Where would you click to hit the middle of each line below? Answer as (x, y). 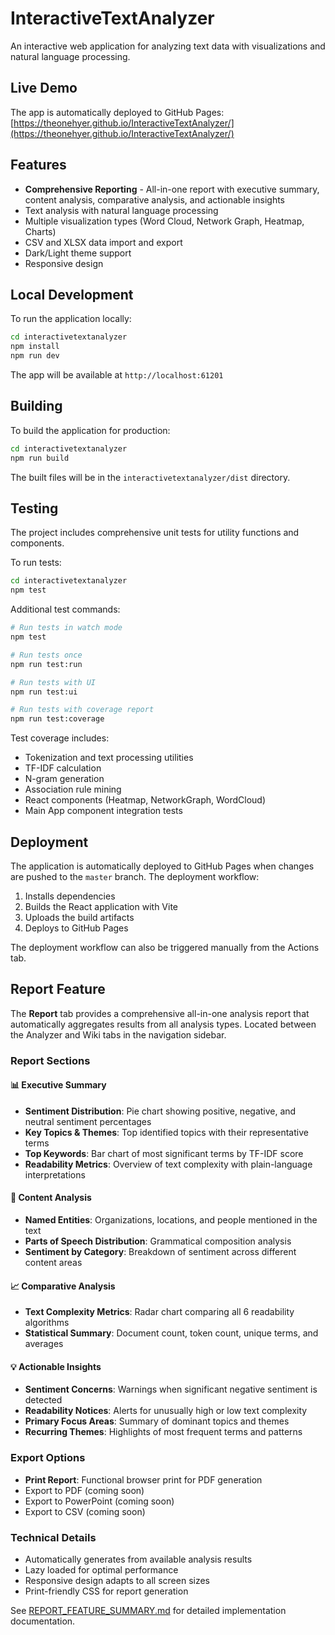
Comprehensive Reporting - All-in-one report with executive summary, (172, 189)
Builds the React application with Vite (101, 906)
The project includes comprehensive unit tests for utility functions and (155, 533)
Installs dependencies (70, 896)
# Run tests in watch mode (66, 628)
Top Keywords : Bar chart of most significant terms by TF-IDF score (164, 1153)
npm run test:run (46, 664)
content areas (53, 1263)
